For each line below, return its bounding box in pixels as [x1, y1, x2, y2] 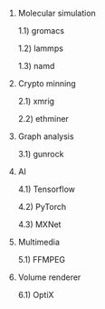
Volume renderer [17, 272, 81, 283]
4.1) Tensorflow [17, 184, 75, 194]
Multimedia [17, 236, 61, 247]
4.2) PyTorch [17, 202, 66, 212]
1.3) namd [17, 61, 55, 71]
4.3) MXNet [17, 219, 62, 230]
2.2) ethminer [17, 114, 70, 124]
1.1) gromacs [17, 25, 65, 35]
